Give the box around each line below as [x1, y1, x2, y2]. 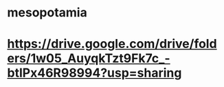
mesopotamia [7, 5, 87, 21]
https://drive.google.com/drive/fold [7, 36, 218, 52]
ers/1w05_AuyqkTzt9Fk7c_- [7, 51, 170, 66]
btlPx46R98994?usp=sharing [7, 65, 182, 81]
